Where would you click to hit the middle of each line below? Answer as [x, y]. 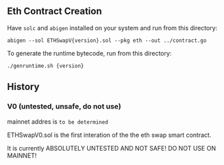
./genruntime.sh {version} [46, 66]
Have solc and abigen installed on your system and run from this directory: [112, 27]
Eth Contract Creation [55, 11]
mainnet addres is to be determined [58, 121]
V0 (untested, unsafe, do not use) [64, 107]
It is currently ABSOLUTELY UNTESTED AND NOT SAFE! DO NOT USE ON [112, 148]
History [23, 87]
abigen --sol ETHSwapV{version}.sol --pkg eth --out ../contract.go [107, 41]
